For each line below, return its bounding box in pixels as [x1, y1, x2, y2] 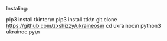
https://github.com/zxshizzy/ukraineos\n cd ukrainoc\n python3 [6, 23, 161, 29]
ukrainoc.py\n [6, 28, 40, 35]
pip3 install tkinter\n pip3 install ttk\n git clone [6, 16, 117, 23]
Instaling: [6, 5, 28, 12]
